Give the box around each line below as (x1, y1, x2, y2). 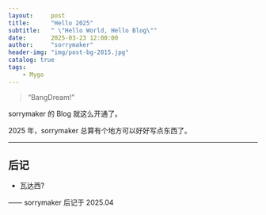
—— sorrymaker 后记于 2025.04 (8, 198, 114, 207)
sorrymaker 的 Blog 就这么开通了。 (8, 109, 122, 118)
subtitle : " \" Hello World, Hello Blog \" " (8, 26, 158, 34)
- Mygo (22, 71, 44, 79)
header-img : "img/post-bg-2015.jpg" (8, 48, 129, 56)
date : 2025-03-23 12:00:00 (8, 33, 119, 42)
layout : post (8, 11, 66, 20)
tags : (8, 63, 26, 71)
